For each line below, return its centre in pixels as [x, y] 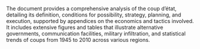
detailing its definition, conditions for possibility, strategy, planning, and [94, 15]
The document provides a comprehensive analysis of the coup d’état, [92, 9]
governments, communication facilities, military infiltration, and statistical [96, 34]
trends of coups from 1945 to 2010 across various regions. [78, 40]
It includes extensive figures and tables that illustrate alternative [85, 27]
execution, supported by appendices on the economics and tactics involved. [100, 21]
